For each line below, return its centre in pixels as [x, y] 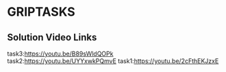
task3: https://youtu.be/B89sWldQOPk [60, 53]
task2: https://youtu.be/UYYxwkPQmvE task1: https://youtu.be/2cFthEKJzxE [113, 61]
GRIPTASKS [41, 12]
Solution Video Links [52, 37]
